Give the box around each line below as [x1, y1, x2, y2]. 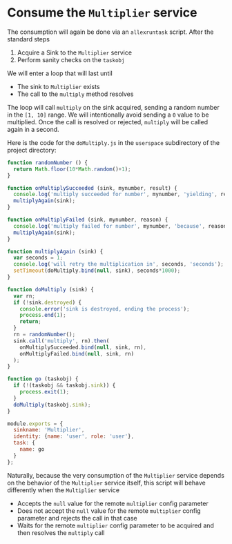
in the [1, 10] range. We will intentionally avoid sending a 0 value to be [7, 110, 209, 119]
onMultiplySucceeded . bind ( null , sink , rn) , [19, 344, 147, 351]
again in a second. [7, 125, 60, 133]
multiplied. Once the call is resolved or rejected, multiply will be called [7, 117, 209, 126]
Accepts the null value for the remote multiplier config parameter [17, 499, 209, 507]
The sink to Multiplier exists [17, 82, 100, 90]
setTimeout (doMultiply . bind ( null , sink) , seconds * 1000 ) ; [13, 267, 181, 274]
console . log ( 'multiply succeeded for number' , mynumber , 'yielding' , [13, 191, 217, 198]
